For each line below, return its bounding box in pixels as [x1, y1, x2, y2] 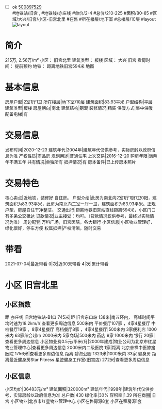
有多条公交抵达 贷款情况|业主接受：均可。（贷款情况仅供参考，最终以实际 [5, 213, 150, 219]
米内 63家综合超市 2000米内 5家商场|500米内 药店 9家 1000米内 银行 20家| [5, 332, 155, 338]
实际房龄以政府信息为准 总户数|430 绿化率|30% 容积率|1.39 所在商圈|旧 [13, 392, 156, 398]
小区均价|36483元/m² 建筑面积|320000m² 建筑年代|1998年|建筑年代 [5, 386, 142, 392]
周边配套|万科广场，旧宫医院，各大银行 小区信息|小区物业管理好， [23, 219, 155, 225]
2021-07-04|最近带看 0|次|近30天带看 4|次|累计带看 [5, 261, 109, 266]
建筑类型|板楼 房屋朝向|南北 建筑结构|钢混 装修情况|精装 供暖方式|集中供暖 [5, 105, 153, 111]
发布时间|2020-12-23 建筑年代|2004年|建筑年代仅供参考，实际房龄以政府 [5, 147, 151, 152]
